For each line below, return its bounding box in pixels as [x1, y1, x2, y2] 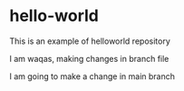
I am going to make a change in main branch [9, 70, 175, 82]
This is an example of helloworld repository [9, 35, 170, 46]
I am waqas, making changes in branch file [9, 53, 169, 64]
